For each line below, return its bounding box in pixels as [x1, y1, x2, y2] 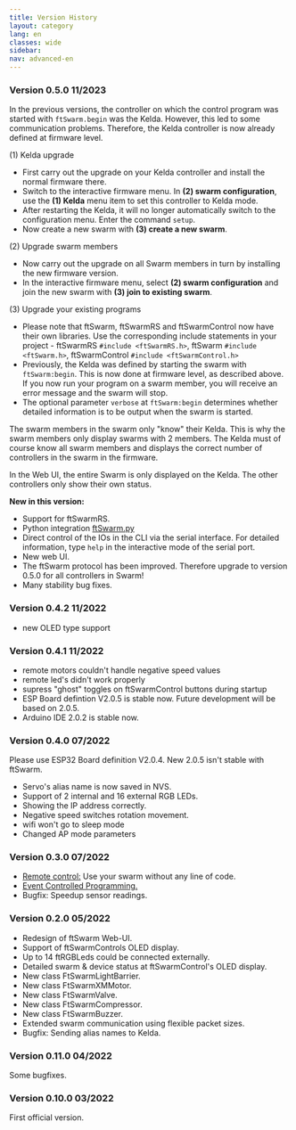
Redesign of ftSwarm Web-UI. [21, 932, 133, 943]
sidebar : [9, 46, 42, 55]
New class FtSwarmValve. [21, 989, 118, 1000]
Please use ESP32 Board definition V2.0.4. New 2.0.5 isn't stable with [9, 755, 265, 766]
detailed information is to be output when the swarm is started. [21, 406, 254, 417]
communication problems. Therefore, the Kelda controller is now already [9, 123, 275, 134]
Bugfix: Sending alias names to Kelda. [21, 1027, 161, 1038]
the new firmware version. [21, 268, 119, 279]
